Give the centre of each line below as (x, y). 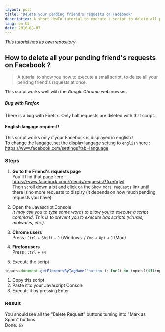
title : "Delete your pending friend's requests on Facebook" (69, 14)
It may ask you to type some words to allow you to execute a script (80, 212)
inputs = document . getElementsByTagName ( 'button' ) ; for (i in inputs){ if (79, 271)
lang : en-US (17, 23)
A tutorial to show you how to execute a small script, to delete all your (87, 77)
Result (13, 303)
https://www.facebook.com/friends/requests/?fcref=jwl (68, 182)
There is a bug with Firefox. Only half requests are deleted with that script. (80, 115)
